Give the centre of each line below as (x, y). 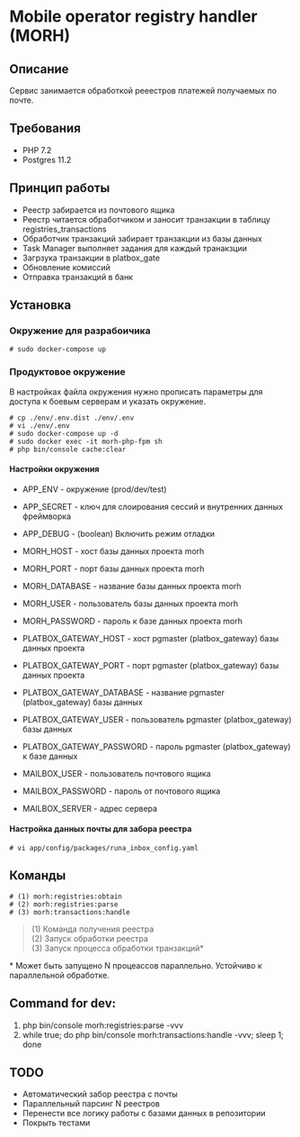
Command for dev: (63, 1003)
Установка (40, 305)
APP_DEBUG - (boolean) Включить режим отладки (119, 533)
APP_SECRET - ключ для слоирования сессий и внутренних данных (153, 506)
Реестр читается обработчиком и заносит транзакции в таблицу (146, 219)
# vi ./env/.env (40, 425)
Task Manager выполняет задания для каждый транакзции (134, 248)
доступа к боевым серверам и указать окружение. (108, 401)
